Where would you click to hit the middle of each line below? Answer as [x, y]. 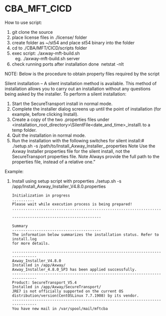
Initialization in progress [41, 195]
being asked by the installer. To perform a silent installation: [66, 94]
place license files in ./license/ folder [49, 37]
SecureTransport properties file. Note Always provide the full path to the [85, 156]
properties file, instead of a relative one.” [53, 162]
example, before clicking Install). [45, 114]
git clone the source [32, 32]
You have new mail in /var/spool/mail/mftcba [60, 309]
